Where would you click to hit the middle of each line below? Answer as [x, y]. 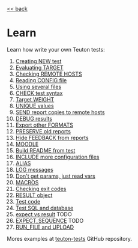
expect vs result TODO [43, 214]
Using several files [38, 86]
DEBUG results [34, 118]
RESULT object [34, 195]
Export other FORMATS [44, 125]
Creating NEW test [38, 61]
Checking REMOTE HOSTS [49, 74]
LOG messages [34, 169]
